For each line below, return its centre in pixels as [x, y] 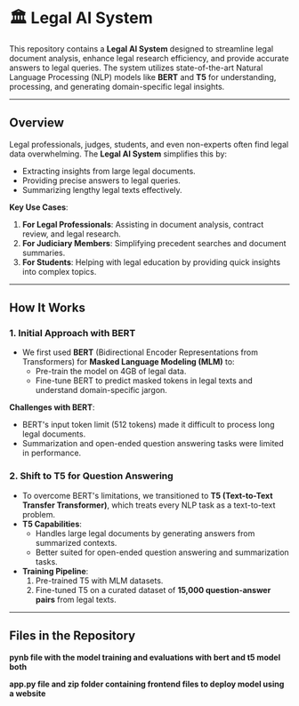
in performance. [52, 453]
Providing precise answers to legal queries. [101, 181]
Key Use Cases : [39, 207]
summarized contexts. [76, 542]
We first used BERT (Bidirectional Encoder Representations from [140, 352]
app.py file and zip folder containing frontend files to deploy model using [147, 684]
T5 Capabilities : [52, 524]
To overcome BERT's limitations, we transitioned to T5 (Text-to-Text [147, 495]
